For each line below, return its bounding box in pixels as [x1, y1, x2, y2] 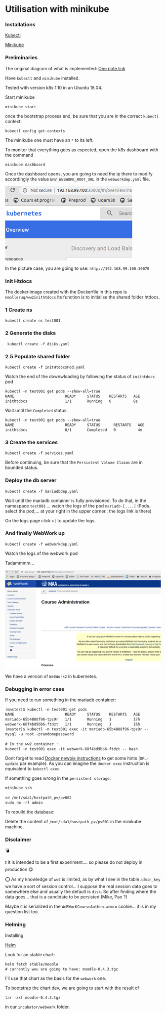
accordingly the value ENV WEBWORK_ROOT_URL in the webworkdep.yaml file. [5, 176, 150, 182]
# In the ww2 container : [5, 742, 58, 747]
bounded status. [5, 465, 39, 470]
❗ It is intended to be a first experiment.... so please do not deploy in [5, 859, 143, 865]
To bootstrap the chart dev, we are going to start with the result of [5, 985, 139, 991]
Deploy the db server [5, 477, 57, 484]
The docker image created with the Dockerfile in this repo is [5, 289, 127, 295]
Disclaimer [5, 836, 32, 843]
